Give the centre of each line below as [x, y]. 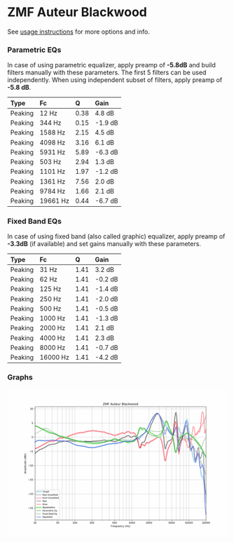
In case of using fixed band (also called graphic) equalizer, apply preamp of [116, 236]
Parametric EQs [34, 50]
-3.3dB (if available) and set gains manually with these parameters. [104, 244]
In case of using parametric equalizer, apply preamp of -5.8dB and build [111, 65]
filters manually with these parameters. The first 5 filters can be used [107, 73]
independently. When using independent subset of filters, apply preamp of [115, 80]
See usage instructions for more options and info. [79, 32]
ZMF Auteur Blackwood [77, 12]
